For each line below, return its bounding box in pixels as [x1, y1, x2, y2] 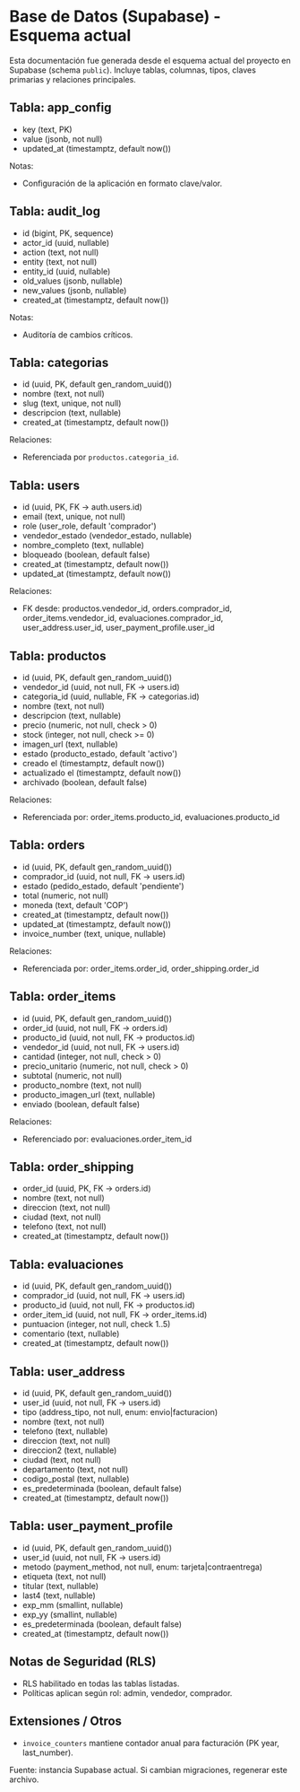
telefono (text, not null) [21, 1221, 107, 1232]
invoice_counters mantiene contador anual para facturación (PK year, [21, 1737, 280, 1748]
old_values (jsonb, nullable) [21, 275, 124, 286]
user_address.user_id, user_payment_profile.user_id [21, 622, 215, 634]
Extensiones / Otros [9, 1714, 123, 1729]
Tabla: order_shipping [9, 1159, 134, 1175]
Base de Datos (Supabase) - [9, 6, 221, 27]
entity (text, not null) [21, 256, 98, 267]
